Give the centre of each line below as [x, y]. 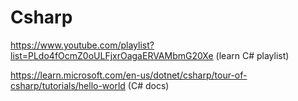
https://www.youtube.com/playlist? [82, 45]
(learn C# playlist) [252, 55]
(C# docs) [148, 85]
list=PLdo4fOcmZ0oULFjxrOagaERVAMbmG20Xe [112, 55]
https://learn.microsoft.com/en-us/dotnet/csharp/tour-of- [129, 75]
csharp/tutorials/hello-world [68, 85]
